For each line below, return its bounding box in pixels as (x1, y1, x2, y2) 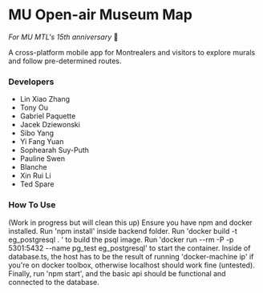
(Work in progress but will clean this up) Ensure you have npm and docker (8, 218, 253, 227)
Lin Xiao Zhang (19, 94, 71, 104)
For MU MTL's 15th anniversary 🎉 (8, 32, 119, 42)
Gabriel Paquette (19, 111, 76, 121)
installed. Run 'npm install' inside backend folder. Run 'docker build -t (8, 226, 238, 235)
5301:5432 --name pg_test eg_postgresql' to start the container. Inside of (8, 243, 251, 253)
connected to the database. (8, 277, 100, 287)
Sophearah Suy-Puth (19, 146, 90, 155)
